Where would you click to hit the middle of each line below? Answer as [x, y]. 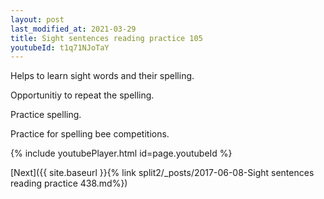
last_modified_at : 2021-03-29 [73, 29]
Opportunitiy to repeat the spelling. [82, 95]
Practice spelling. [46, 115]
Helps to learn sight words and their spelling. [102, 76]
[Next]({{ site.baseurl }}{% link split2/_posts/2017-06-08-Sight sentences [162, 173]
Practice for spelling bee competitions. [90, 134]
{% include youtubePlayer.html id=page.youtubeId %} [121, 153]
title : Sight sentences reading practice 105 [106, 38]
